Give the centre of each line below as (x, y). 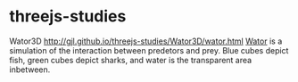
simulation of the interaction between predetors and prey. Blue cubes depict (149, 50)
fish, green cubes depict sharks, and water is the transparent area (131, 60)
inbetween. (30, 70)
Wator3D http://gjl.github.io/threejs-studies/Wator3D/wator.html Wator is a (146, 41)
